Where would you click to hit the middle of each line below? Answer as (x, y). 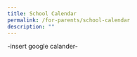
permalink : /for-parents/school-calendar (69, 20)
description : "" (31, 26)
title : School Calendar (42, 14)
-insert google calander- (43, 47)
